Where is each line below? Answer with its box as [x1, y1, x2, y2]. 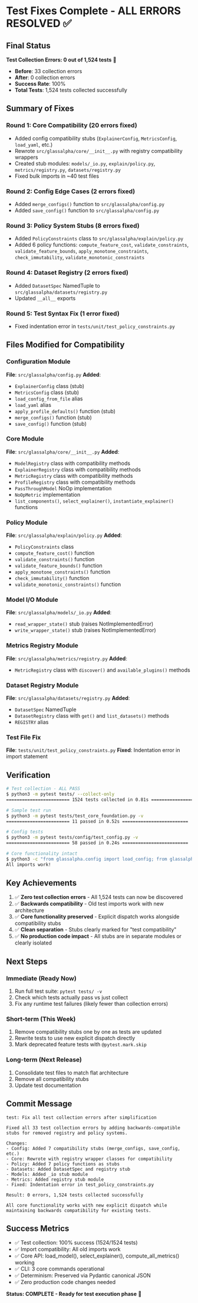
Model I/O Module [6, 595, 59, 604]
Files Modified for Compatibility [6, 340, 125, 350]
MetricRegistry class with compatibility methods [14, 472, 133, 479]
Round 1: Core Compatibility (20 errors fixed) [6, 121, 137, 129]
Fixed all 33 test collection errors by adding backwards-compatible [6, 1125, 181, 1131]
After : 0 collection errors [14, 74, 75, 81]
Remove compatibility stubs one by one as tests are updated [14, 1028, 162, 1035]
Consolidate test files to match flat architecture [14, 1069, 128, 1076]
